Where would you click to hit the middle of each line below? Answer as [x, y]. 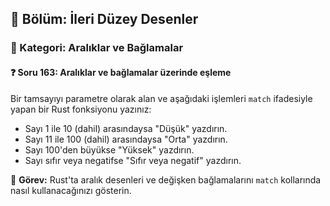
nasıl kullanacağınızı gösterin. [71, 190]
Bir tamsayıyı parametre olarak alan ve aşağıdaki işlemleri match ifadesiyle [161, 98]
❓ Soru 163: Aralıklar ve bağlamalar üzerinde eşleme [121, 72]
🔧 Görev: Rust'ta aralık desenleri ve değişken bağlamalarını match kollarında [166, 179]
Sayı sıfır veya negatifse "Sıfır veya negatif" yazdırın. [133, 160]
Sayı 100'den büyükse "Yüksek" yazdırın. [109, 149]
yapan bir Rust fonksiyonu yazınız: [81, 109]
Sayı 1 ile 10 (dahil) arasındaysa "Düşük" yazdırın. [126, 128]
